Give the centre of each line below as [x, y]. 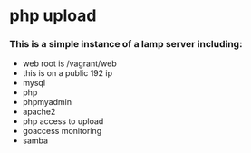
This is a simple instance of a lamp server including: [126, 44]
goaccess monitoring [62, 131]
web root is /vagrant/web [69, 63]
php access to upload [63, 121]
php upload [53, 16]
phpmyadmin [47, 102]
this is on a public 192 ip [68, 73]
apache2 [39, 112]
